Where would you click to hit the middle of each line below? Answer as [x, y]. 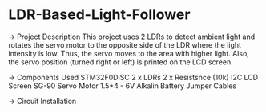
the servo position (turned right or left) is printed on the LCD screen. [121, 62]
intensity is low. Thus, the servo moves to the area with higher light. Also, [129, 53]
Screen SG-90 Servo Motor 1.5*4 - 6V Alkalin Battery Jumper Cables [123, 86]
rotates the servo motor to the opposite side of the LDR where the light [125, 44]
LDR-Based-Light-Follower [99, 15]
